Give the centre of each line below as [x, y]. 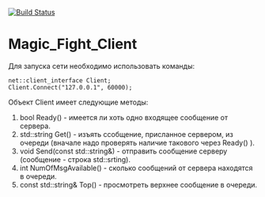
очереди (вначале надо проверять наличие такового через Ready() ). [137, 142]
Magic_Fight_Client [73, 44]
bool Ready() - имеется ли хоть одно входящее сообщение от [123, 117]
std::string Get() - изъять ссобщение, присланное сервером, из [126, 134]
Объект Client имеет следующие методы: [78, 102]
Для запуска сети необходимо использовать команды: [102, 66]
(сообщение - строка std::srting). [75, 159]
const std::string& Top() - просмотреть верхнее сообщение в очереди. [138, 184]
